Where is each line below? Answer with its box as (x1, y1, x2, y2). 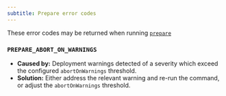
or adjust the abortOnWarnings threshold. (16, 81, 131, 89)
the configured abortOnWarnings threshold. (16, 66, 137, 75)
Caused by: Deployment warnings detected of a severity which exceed (16, 59, 218, 67)
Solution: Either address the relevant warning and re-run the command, (16, 74, 220, 82)
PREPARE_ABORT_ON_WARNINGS (7, 46, 97, 53)
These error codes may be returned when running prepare (7, 29, 172, 37)
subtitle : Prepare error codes (7, 10, 97, 17)
